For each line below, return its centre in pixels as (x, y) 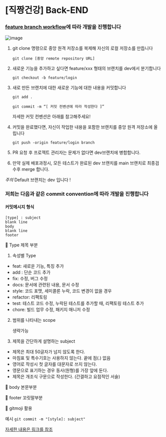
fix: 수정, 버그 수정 (30, 278)
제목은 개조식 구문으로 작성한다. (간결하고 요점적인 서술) (66, 376)
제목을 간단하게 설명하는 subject (44, 341)
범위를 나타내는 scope (34, 320)
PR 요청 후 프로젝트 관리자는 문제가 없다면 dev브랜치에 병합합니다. (76, 152)
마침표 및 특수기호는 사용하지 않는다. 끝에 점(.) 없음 (61, 358)
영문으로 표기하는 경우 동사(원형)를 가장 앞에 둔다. (60, 370)
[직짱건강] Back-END (47, 10)
